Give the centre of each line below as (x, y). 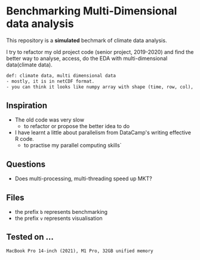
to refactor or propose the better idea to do (77, 126)
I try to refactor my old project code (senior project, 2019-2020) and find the (100, 52)
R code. (24, 139)
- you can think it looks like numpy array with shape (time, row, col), (100, 87)
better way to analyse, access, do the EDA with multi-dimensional (87, 58)
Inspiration (27, 105)
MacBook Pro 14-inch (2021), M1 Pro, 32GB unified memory (80, 251)
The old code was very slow (50, 120)
